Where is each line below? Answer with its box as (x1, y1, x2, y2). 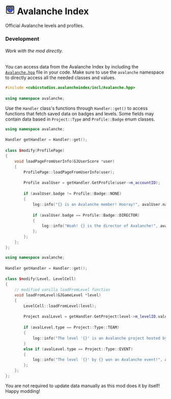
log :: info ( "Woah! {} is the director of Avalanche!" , (41, 223, 158, 229)
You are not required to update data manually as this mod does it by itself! (5, 383, 160, 389)
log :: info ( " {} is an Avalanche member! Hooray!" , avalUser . (32, 202, 163, 207)
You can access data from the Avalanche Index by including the (5, 64, 139, 70)
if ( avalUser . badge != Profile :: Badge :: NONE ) (23, 191, 122, 196)
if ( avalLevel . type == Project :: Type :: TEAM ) (23, 325, 120, 330)
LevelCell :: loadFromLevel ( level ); (23, 303, 97, 309)
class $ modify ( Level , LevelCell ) (5, 276, 76, 281)
